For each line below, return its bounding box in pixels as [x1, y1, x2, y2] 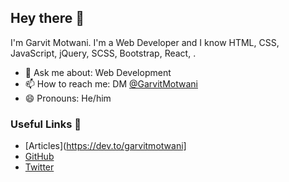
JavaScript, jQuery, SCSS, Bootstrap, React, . [10, 47, 197, 59]
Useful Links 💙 [10, 117, 82, 131]
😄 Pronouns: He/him [24, 92, 112, 104]
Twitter [24, 161, 55, 173]
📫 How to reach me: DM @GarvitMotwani [24, 77, 198, 90]
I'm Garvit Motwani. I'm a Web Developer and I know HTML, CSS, [10, 36, 280, 48]
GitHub [24, 151, 55, 163]
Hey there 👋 [10, 10, 85, 27]
